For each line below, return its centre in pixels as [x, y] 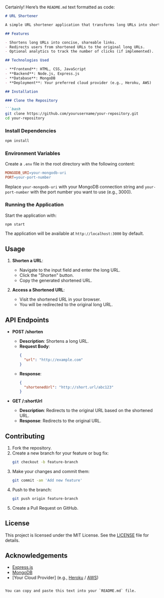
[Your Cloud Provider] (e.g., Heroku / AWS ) [55, 577]
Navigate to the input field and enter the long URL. [70, 270]
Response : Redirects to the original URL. [60, 421]
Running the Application [34, 205]
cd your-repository [25, 118]
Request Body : [35, 347]
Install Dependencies [31, 130]
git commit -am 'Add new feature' [47, 480]
